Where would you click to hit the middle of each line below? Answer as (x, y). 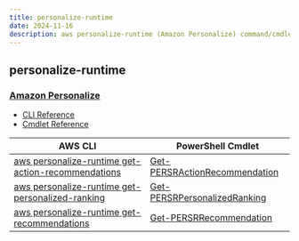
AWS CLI (77, 146)
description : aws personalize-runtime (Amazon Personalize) (123, 34)
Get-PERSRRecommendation (211, 218)
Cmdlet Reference (55, 125)
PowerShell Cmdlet (218, 146)
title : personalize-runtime (61, 17)
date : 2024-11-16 (41, 26)
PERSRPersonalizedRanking (208, 198)
